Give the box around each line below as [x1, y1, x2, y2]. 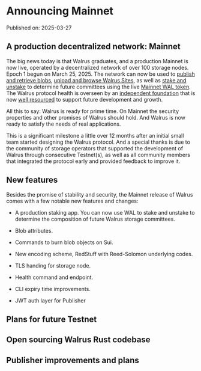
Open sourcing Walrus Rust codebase [6, 335, 151, 345]
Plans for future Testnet [6, 314, 97, 324]
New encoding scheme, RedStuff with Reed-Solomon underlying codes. [14, 250, 193, 257]
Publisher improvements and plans [6, 355, 139, 365]
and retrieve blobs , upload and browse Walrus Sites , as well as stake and [6, 76, 187, 84]
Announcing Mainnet [6, 4, 114, 18]
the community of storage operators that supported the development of [6, 144, 184, 152]
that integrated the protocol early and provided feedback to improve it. [6, 158, 181, 165]
